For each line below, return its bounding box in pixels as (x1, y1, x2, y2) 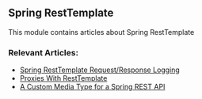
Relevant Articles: (8, 47, 79, 58)
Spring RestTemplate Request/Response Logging (19, 65, 180, 74)
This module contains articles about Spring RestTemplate (8, 27, 195, 36)
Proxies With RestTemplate (19, 74, 108, 83)
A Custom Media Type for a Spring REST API (19, 82, 166, 92)
